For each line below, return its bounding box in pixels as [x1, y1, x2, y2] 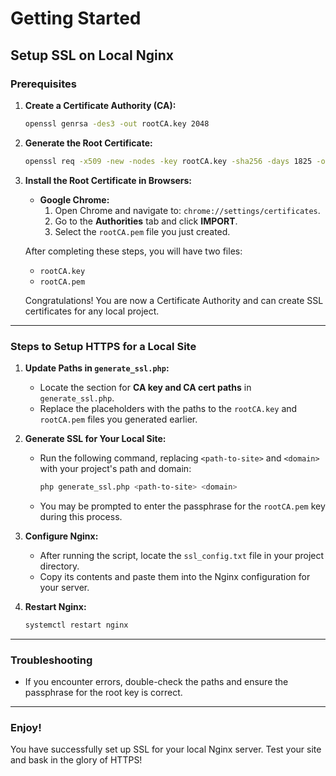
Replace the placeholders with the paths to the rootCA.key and [39, 402, 298, 414]
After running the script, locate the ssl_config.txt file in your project [39, 549, 325, 561]
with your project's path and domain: [39, 462, 192, 474]
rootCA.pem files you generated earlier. [39, 413, 198, 425]
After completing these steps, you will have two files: [24, 245, 243, 257]
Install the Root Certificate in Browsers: [24, 174, 193, 186]
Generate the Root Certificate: [24, 137, 153, 149]
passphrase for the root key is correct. [24, 686, 183, 698]
